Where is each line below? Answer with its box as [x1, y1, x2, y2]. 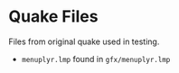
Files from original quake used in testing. [8, 36, 160, 47]
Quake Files [8, 6, 99, 27]
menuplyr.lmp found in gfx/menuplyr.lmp [21, 53, 171, 64]
